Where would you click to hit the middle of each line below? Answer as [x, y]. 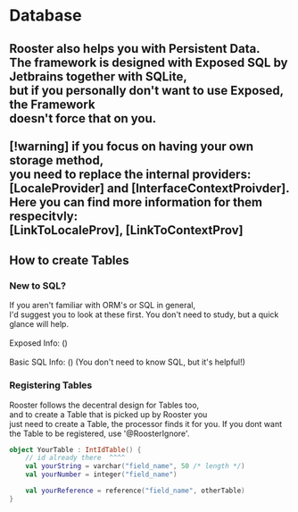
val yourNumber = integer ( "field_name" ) [101, 474]
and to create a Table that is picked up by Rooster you [108, 414]
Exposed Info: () [39, 343]
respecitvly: [44, 216]
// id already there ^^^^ [75, 458]
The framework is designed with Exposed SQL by [149, 62]
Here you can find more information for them [136, 202]
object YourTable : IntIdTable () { [75, 449]
